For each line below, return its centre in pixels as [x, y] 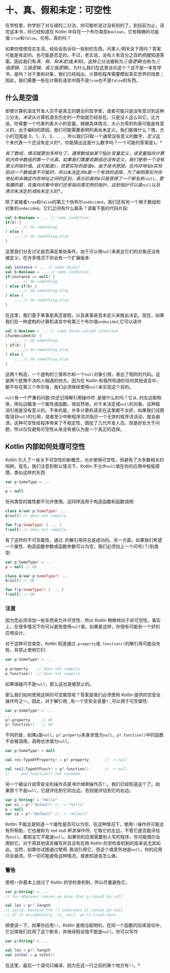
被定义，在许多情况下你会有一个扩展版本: [48, 258]
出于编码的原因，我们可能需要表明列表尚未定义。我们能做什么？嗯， [89, 130]
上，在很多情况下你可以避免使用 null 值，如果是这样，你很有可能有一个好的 [83, 626]
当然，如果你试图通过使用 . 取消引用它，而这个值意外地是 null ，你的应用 [88, 850]
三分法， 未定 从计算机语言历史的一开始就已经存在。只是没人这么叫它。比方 [82, 117]
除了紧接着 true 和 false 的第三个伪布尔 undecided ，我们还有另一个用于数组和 [83, 202]
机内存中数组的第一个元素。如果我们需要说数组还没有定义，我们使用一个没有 [85, 159]
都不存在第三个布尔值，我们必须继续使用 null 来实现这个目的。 [69, 386]
